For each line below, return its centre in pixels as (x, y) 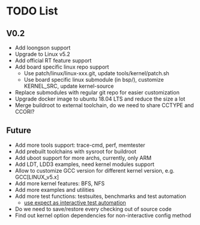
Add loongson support (43, 48)
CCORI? (25, 112)
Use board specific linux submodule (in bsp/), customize (94, 80)
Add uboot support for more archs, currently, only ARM (83, 158)
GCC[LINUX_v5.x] (37, 177)
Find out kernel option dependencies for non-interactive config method (103, 215)
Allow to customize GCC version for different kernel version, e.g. (95, 170)
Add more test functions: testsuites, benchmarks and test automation (100, 196)
